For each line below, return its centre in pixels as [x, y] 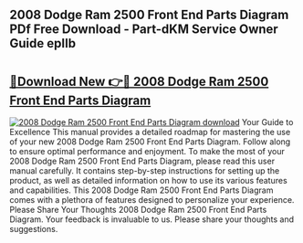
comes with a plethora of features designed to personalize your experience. [152, 200]
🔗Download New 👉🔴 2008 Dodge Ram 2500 [139, 81]
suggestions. [34, 229]
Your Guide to [267, 122]
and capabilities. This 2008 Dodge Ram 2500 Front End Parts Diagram [141, 190]
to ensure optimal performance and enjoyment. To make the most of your [147, 151]
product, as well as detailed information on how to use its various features [148, 180]
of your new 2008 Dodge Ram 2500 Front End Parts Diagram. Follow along [150, 142]
